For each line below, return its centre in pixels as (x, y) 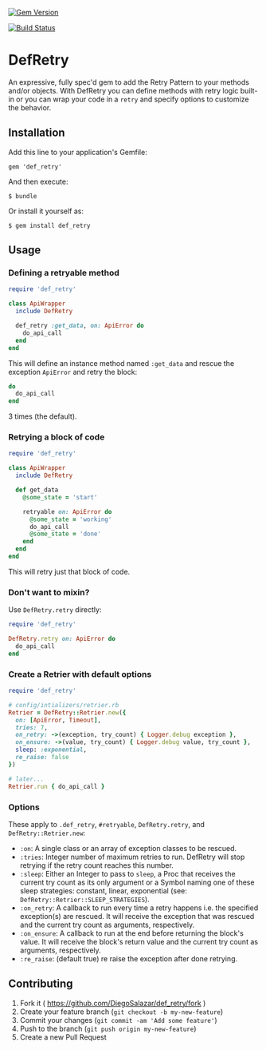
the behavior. (30, 107)
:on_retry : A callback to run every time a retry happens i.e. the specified (139, 908)
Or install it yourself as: (46, 211)
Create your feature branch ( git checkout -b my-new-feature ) (121, 1012)
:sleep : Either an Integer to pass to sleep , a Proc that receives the (128, 873)
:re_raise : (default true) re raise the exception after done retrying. (129, 958)
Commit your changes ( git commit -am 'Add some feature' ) (118, 1020)
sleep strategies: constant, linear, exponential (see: (103, 890)
